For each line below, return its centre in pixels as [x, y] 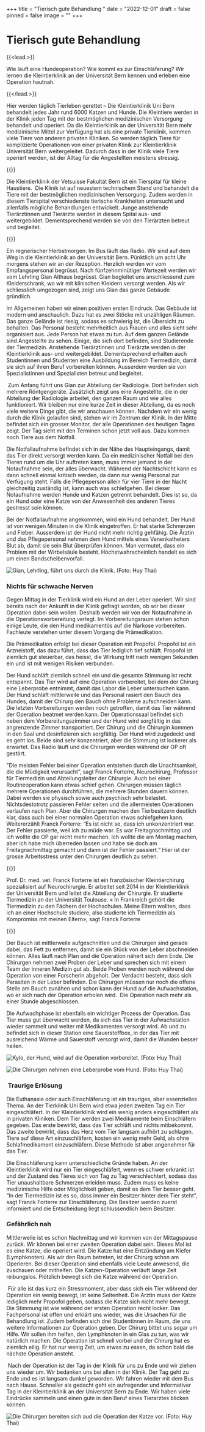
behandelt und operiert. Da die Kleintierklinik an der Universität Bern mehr [99, 125]
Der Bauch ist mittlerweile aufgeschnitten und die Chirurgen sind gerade [97, 943]
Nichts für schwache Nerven [50, 586]
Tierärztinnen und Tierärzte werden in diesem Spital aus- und [84, 214]
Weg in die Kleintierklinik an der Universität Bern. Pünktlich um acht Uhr [96, 257]
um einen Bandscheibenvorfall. [45, 558]
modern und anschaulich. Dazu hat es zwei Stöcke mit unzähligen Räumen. [101, 314]
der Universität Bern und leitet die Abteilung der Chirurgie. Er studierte [95, 893]
